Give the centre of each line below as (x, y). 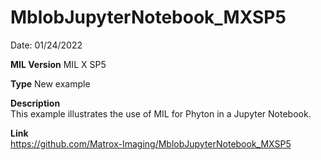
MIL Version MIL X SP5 (58, 64)
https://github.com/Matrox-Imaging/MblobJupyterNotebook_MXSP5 (151, 143)
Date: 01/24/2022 (46, 45)
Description (35, 103)
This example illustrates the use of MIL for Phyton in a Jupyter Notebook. (161, 113)
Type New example (50, 83)
